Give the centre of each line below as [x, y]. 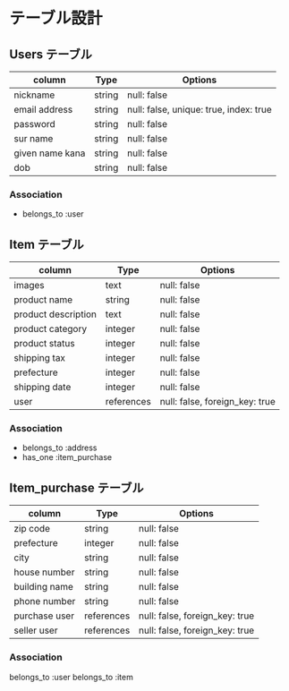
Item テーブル [47, 244]
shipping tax [39, 358]
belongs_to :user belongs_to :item [72, 677]
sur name [34, 138]
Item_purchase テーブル [77, 487]
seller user [36, 630]
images [29, 286]
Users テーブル [51, 54]
